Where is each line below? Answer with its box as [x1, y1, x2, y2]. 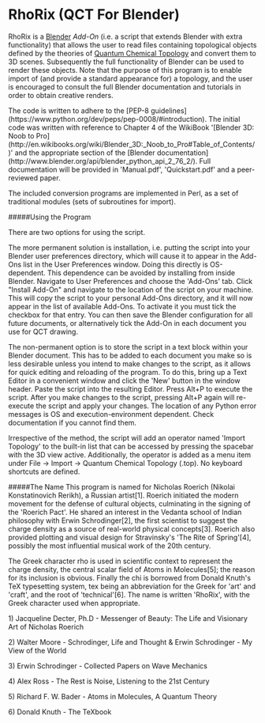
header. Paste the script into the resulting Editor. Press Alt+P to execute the [8, 384, 253, 393]
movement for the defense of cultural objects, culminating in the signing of [8, 498, 251, 508]
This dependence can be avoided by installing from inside [47, 267, 235, 278]
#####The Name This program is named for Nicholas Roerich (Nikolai [8, 482, 235, 491]
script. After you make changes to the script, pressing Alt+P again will [8, 392, 235, 402]
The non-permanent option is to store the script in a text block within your [8, 342, 248, 351]
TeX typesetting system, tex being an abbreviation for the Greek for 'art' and [8, 581, 256, 591]
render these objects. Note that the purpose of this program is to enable [8, 65, 242, 74]
